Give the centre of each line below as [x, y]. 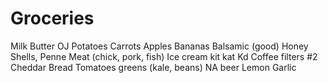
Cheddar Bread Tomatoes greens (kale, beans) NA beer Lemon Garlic [153, 67]
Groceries [52, 18]
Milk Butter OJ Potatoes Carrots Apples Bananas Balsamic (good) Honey [159, 46]
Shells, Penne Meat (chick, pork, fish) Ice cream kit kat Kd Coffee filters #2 [164, 56]
